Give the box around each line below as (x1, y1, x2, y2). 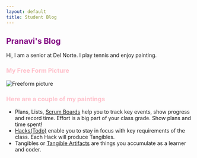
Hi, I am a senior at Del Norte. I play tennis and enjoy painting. (6, 51, 157, 59)
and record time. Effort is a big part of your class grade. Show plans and (14, 114, 192, 121)
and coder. (14, 146, 42, 153)
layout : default (6, 8, 46, 15)
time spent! (14, 121, 43, 128)
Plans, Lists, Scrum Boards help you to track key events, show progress (14, 108, 190, 115)
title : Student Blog (6, 14, 58, 20)
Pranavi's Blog (6, 36, 61, 46)
